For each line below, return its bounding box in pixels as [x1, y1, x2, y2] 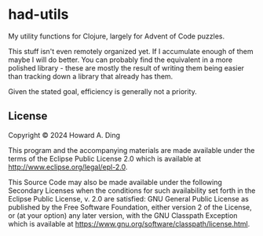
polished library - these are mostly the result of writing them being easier [8, 63, 245, 72]
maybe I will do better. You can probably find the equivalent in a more [8, 55, 233, 64]
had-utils [8, 5, 69, 24]
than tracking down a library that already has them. [8, 71, 174, 81]
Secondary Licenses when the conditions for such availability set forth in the [8, 186, 256, 195]
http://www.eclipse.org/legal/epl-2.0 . [8, 162, 128, 172]
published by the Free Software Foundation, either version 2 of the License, [8, 202, 253, 212]
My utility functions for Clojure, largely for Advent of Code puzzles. [8, 31, 225, 41]
